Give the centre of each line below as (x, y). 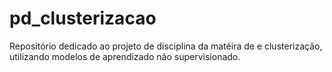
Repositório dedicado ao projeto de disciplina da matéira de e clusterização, (166, 46)
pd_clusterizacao (83, 18)
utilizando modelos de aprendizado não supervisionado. (125, 56)
